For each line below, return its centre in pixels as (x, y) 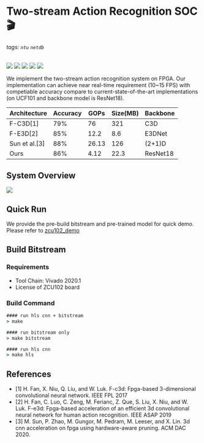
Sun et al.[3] (27, 144)
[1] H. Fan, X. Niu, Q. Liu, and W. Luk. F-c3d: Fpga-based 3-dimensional (105, 389)
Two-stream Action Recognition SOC (102, 11)
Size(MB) (125, 114)
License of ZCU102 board (47, 287)
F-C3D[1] (24, 124)
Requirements (28, 267)
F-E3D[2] (24, 134)
